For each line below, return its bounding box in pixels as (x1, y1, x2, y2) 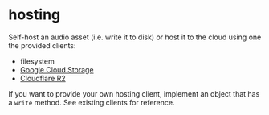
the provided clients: (8, 40, 76, 50)
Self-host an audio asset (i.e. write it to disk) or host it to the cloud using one (8, 32, 262, 42)
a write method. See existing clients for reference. (8, 97, 175, 107)
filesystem (19, 56, 55, 66)
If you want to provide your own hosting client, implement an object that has (8, 88, 260, 98)
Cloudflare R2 (19, 73, 66, 83)
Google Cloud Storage (19, 64, 94, 74)
